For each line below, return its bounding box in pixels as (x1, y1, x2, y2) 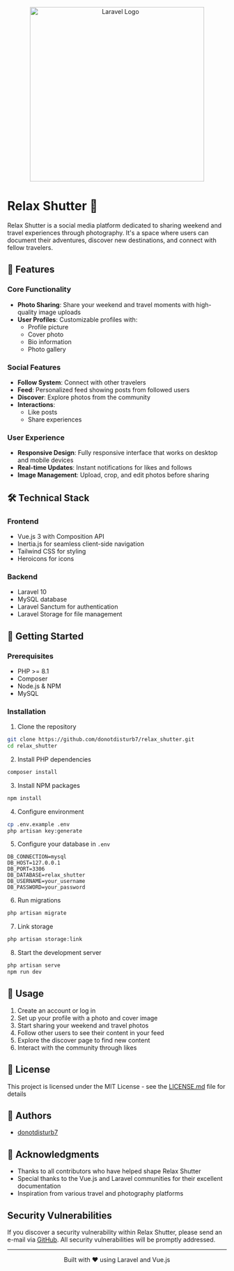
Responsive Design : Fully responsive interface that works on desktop (17, 449, 218, 457)
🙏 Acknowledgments (7, 1148, 100, 1160)
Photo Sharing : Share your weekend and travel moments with (17, 300, 195, 309)
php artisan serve (7, 962, 61, 969)
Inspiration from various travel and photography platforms (17, 1189, 184, 1198)
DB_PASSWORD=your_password (7, 884, 86, 891)
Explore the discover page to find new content (17, 1036, 150, 1044)
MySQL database (17, 595, 68, 604)
